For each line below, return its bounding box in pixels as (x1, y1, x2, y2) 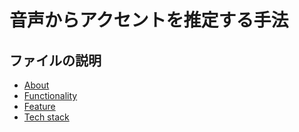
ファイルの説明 (9, 52, 102, 69)
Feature (23, 101, 56, 112)
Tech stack (23, 111, 70, 123)
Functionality (23, 90, 78, 101)
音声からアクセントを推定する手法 (9, 9, 289, 32)
